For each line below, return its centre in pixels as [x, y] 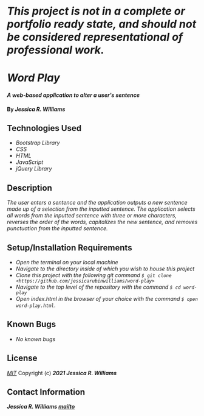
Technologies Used [44, 128]
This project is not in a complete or [96, 11]
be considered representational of [95, 37]
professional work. [56, 50]
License [22, 358]
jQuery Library [34, 169]
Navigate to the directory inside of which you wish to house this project [105, 269]
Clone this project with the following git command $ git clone [93, 275]
